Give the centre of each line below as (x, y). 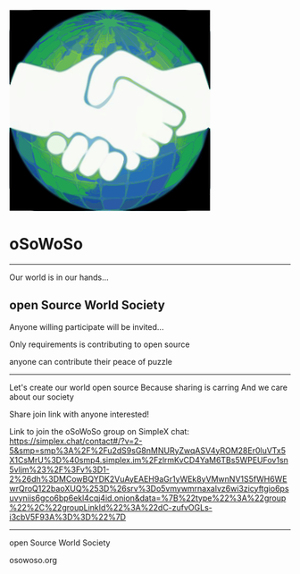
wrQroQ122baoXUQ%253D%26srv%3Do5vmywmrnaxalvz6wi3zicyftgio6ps (149, 488)
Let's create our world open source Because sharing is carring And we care (149, 387)
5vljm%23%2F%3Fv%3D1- (59, 469)
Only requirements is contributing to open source (100, 344)
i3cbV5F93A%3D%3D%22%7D (68, 517)
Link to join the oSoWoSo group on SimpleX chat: (100, 431)
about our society (42, 397)
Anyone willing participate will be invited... (87, 326)
